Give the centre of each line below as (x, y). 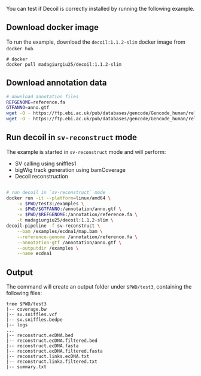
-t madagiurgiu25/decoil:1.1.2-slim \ (65, 220)
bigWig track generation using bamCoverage (70, 169)
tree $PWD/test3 (26, 304)
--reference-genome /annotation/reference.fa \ (77, 237)
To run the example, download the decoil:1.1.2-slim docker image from (96, 42)
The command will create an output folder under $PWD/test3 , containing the (99, 287)
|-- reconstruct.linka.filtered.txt (52, 362)
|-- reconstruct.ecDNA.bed (40, 336)
